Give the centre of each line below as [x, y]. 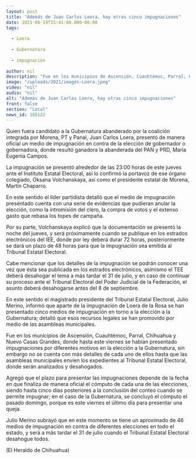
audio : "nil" [22, 93]
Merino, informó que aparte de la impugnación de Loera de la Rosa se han [95, 306]
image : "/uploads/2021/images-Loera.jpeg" [58, 82]
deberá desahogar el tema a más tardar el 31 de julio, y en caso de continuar [98, 276]
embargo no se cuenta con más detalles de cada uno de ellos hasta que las [97, 354]
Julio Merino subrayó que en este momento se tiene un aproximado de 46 [95, 420]
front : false [22, 104]
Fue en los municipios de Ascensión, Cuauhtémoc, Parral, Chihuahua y [91, 336]
